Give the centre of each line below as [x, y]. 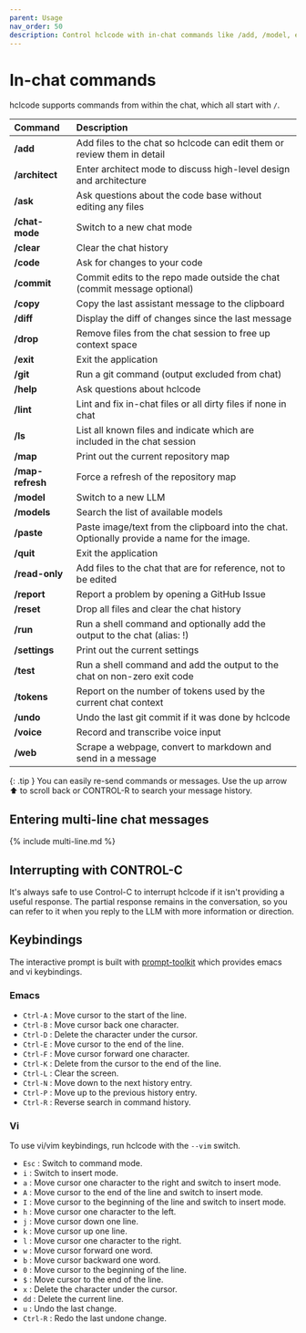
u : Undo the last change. [69, 1308]
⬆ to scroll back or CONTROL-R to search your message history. [131, 790]
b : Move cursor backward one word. [92, 1260]
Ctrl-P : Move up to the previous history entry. [110, 1093]
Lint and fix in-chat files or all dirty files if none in [181, 404]
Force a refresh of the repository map [156, 477]
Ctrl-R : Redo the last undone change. [94, 1318]
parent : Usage [36, 18]
